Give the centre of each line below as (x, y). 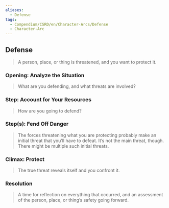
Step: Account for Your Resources (49, 100)
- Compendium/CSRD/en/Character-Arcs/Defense (59, 24)
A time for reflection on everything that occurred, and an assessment (90, 195)
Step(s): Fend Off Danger (37, 124)
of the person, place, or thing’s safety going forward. (73, 200)
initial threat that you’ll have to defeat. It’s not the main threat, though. (91, 141)
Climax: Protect (25, 159)
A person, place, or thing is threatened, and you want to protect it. (87, 62)
